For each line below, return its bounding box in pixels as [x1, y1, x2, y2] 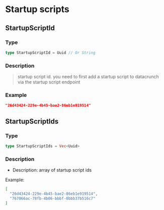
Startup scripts [5, 4, 69, 15]
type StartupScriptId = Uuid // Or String [5, 50, 96, 55]
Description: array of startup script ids [12, 167, 92, 173]
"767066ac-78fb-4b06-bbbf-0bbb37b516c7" [10, 196, 96, 201]
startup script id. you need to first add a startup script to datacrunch [17, 74, 159, 80]
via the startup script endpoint [17, 79, 80, 85]
